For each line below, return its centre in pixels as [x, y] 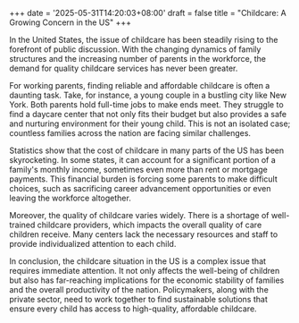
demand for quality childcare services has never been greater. [124, 68]
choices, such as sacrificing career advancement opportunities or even [140, 188]
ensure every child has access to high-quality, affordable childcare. [133, 309]
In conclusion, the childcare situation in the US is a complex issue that [137, 261]
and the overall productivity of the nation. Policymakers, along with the [139, 289]
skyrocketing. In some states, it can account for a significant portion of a [143, 160]
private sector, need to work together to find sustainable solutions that [138, 299]
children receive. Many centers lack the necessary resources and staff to [144, 234]
